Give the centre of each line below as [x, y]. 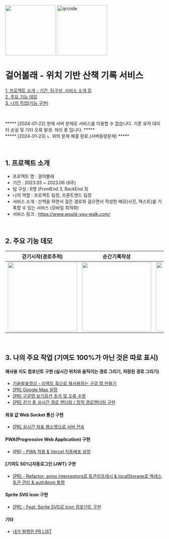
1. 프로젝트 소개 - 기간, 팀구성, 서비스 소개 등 [49, 91]
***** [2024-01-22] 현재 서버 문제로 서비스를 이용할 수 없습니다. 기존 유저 [78, 123]
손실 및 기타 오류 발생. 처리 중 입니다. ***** [53, 130]
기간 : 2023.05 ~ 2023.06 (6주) [44, 183]
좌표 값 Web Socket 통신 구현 [34, 415]
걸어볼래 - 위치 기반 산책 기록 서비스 [74, 76]
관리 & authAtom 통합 [44, 482]
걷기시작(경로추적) [43, 256]
